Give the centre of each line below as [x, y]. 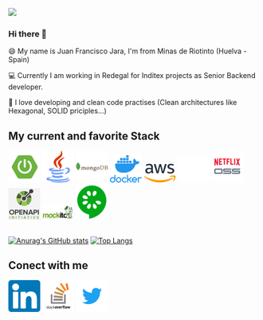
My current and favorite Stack [84, 136]
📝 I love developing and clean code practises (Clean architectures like [123, 103]
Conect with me [49, 265]
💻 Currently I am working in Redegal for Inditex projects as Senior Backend [132, 76]
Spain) [19, 60]
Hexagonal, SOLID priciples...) [58, 111]
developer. [26, 87]
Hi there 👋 [28, 33]
